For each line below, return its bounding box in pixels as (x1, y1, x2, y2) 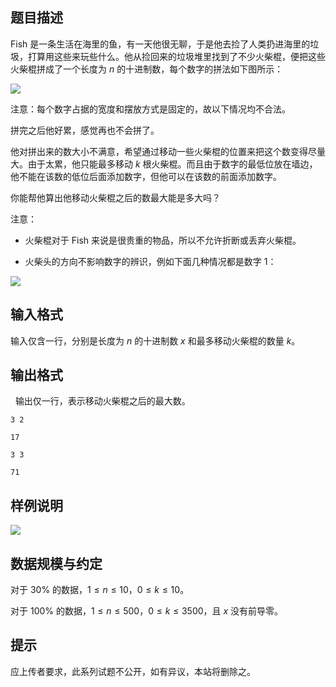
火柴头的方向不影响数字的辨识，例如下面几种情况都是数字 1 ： (24, 255, 277, 267)
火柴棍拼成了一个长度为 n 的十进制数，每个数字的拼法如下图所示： (10, 63, 284, 75)
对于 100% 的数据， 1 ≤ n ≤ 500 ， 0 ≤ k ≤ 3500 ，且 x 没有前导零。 (10, 605, 284, 617)
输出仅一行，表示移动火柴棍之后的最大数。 (14, 395, 191, 407)
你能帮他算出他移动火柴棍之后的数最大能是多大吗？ (10, 191, 221, 203)
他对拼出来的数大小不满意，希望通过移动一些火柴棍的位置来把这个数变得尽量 (10, 145, 326, 157)
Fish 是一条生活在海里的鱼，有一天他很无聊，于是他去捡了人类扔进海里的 (10, 38, 311, 50)
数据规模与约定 (10, 555, 103, 572)
